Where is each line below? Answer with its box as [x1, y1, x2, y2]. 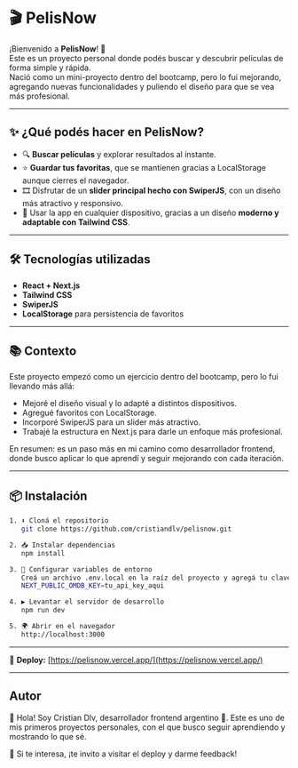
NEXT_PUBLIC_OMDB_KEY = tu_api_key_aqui [20, 581, 165, 590]
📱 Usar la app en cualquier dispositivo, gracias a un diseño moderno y [21, 207, 279, 218]
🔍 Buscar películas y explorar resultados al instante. [21, 148, 216, 159]
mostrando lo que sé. [9, 731, 87, 741]
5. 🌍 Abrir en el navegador [9, 622, 115, 631]
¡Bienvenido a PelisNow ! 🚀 [9, 43, 106, 54]
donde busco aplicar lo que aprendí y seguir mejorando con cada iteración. [9, 453, 284, 464]
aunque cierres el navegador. [21, 175, 129, 186]
